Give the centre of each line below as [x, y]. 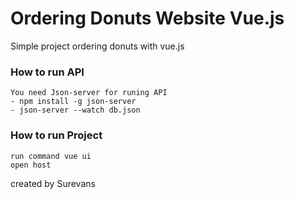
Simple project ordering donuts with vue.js [97, 46]
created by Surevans [53, 183]
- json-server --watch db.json [75, 110]
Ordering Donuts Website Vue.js [147, 18]
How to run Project [56, 135]
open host [31, 165]
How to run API [47, 72]
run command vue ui [51, 156]
